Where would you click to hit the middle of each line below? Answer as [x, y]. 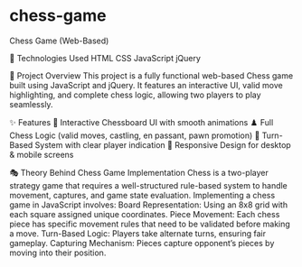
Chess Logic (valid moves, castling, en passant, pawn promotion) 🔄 [135, 135]
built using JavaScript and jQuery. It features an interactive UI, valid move [146, 85]
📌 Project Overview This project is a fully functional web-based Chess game [151, 75]
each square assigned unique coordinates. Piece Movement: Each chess [145, 214]
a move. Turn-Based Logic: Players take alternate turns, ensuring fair [138, 233]
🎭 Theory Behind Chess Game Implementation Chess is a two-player [139, 172]
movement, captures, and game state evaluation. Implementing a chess [142, 195]
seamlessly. [31, 104]
